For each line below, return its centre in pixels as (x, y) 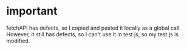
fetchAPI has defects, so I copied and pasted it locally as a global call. (93, 28)
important (32, 11)
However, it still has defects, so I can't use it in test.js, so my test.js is (93, 34)
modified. (18, 41)
